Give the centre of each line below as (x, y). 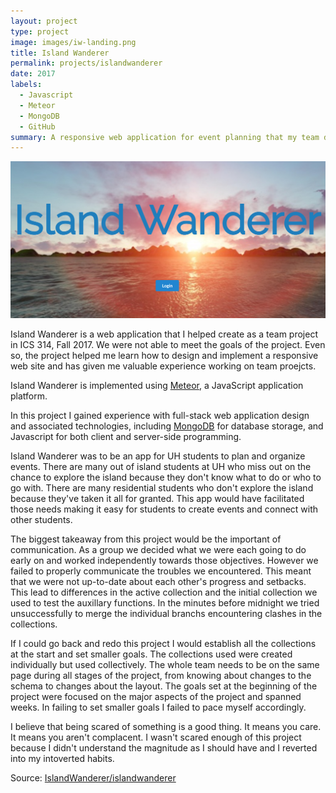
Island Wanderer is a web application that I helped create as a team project (164, 334)
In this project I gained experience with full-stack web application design (160, 415)
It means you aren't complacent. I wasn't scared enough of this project (156, 737)
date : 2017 (33, 74)
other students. (41, 519)
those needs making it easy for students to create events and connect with (164, 509)
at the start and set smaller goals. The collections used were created (151, 654)
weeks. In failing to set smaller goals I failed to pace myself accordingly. (158, 707)
